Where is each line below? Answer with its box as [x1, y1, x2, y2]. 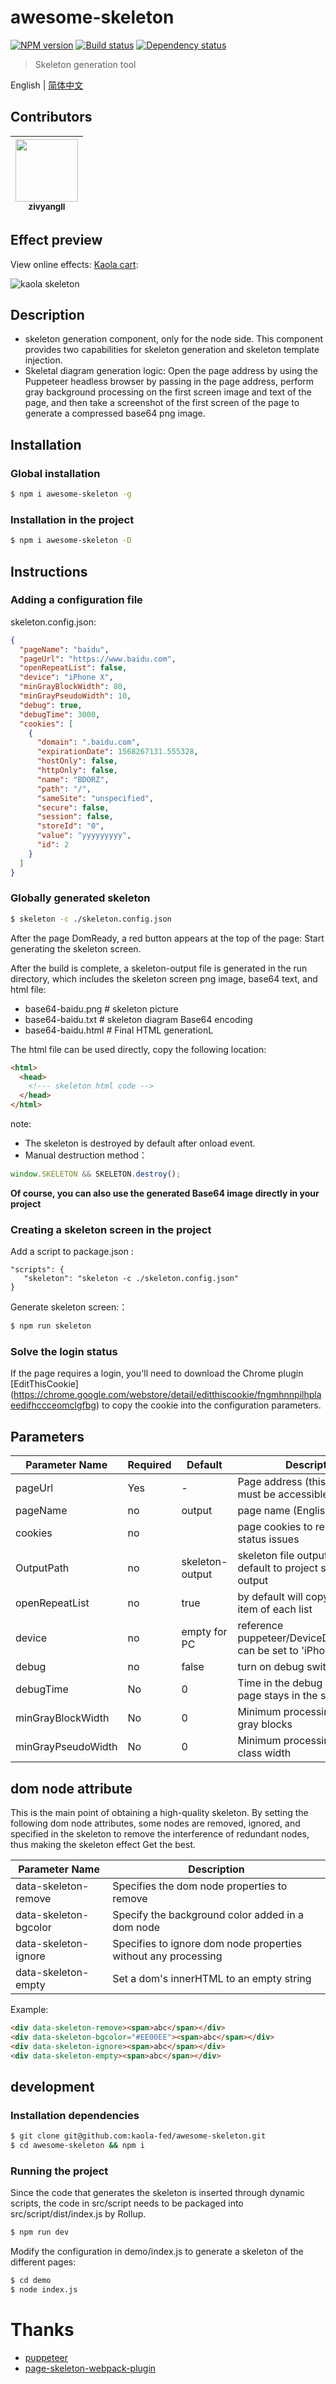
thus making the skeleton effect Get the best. [10, 1839, 197, 1851]
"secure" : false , [36, 802, 110, 813]
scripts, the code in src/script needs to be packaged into [10, 2197, 244, 2210]
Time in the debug [237, 1676, 323, 1690]
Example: [10, 2004, 49, 2016]
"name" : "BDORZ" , [36, 774, 110, 785]
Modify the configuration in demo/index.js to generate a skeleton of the [10, 2246, 304, 2258]
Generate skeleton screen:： [10, 1301, 128, 1313]
